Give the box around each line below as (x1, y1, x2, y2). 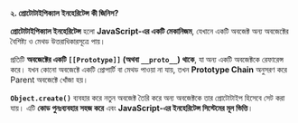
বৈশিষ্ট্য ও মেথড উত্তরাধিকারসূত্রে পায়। (10, 36, 107, 46)
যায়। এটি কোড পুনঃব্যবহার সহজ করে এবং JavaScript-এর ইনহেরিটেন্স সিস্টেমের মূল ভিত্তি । (10, 103, 254, 113)
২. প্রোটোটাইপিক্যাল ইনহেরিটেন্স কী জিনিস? (10, 8, 119, 18)
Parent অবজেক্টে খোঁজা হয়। (10, 74, 88, 85)
